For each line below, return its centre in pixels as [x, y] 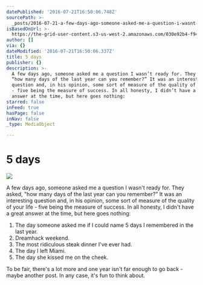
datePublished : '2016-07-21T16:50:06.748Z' [62, 12]
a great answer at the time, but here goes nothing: [69, 214]
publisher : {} [24, 62]
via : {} [16, 46]
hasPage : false [25, 113]
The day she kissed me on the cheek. [62, 257]
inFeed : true [23, 107]
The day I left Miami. [40, 251]
